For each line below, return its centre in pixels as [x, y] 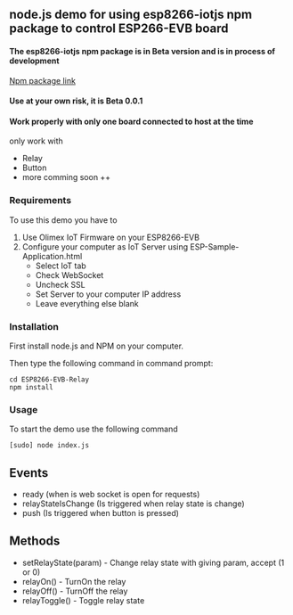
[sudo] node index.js [49, 446]
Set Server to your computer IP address [108, 294]
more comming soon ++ [66, 177]
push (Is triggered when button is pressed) [101, 513]
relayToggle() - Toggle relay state [83, 600]
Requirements [41, 201]
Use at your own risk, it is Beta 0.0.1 [76, 101]
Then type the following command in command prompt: [111, 363]
